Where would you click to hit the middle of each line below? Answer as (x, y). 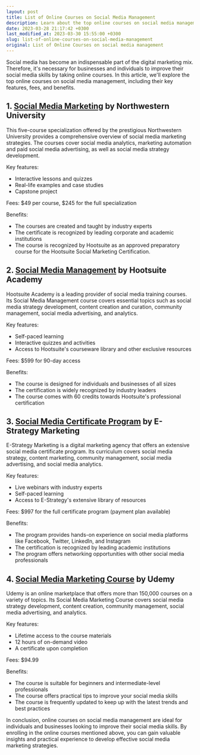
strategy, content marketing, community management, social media (89, 458)
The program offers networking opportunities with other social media (99, 554)
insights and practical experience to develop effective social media (88, 739)
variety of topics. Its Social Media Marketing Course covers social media (95, 600)
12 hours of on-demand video (51, 642)
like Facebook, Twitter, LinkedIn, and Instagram (73, 541)
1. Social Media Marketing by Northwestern (88, 106)
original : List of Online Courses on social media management (85, 45)
